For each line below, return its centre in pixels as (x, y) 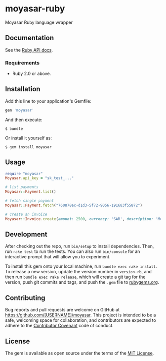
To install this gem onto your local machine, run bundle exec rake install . (81, 266)
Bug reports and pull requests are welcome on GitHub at (62, 310)
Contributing (25, 298)
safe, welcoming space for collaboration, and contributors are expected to (81, 320)
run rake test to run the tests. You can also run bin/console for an (73, 251)
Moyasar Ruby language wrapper (39, 22)
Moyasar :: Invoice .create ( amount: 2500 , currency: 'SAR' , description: (79, 219)
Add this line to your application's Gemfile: (48, 101)
